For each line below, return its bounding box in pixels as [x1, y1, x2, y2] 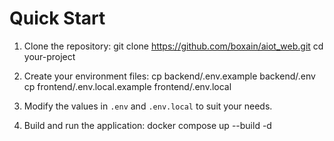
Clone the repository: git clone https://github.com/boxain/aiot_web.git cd [23, 40, 324, 52]
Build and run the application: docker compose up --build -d [23, 119, 272, 131]
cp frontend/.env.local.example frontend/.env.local [23, 80, 232, 92]
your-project [23, 50, 76, 62]
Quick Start [9, 7, 106, 30]
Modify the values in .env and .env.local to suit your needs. [23, 100, 273, 112]
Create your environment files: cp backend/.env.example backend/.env [23, 70, 316, 82]
